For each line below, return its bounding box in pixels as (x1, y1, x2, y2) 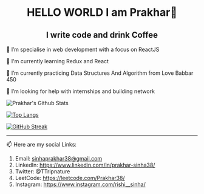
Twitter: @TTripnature (15, 168, 70, 175)
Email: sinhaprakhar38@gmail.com (15, 155, 103, 162)
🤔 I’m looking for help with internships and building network (6, 88, 155, 95)
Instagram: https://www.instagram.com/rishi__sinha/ (15, 181, 146, 188)
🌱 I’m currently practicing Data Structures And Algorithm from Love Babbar (6, 69, 194, 77)
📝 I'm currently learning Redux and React (6, 58, 109, 64)
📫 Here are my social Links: (6, 141, 77, 148)
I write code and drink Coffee (46, 30, 158, 40)
